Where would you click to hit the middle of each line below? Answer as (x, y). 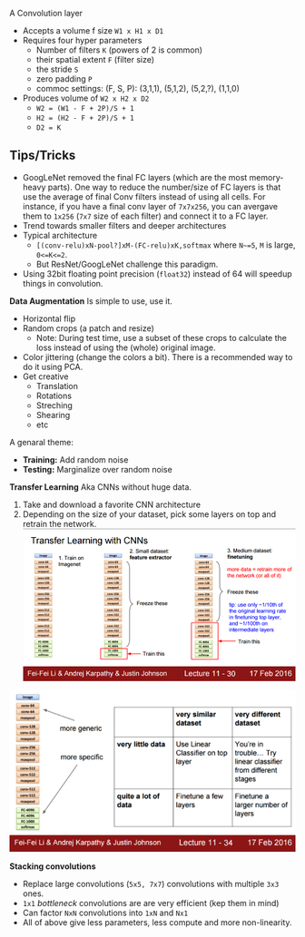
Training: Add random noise (75, 459)
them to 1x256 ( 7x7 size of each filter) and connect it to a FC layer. (145, 216)
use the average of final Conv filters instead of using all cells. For (144, 196)
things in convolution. (63, 283)
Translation (57, 386)
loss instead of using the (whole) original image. (126, 347)
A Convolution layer (46, 13)
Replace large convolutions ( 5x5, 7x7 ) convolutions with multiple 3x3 (151, 884)
